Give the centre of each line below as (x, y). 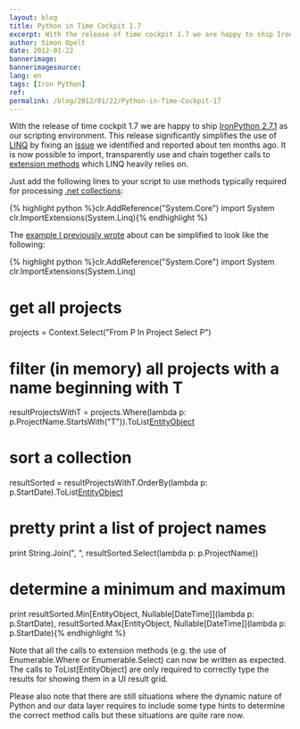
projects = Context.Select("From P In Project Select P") (110, 333)
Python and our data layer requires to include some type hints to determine (147, 706)
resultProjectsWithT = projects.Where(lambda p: (98, 412)
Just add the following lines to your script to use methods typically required (148, 182)
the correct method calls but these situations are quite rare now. (127, 716)
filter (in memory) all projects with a (144, 369)
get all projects (66, 307)
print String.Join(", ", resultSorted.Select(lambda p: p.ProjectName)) (134, 553)
